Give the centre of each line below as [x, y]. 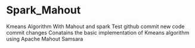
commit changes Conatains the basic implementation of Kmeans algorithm [98, 32]
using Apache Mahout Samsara [45, 39]
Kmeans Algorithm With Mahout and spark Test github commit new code [95, 26]
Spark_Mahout [44, 10]
